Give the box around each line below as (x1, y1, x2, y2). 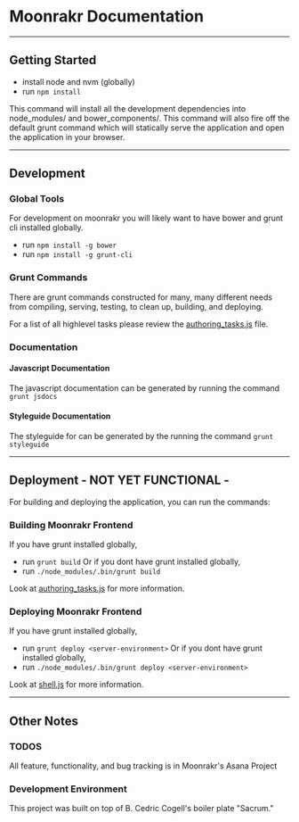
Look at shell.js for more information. (9, 679, 144, 690)
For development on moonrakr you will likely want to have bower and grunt (9, 212, 283, 224)
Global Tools (9, 193, 65, 205)
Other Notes (9, 713, 78, 728)
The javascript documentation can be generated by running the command (9, 382, 280, 394)
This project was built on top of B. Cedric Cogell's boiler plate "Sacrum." (9, 803, 274, 814)
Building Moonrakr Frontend (9, 519, 133, 531)
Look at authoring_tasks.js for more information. (9, 583, 185, 594)
